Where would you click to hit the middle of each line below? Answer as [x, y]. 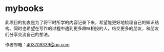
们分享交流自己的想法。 [29, 34]
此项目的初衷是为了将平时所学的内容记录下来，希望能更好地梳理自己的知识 [80, 22]
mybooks [24, 8]
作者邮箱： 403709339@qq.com [37, 44]
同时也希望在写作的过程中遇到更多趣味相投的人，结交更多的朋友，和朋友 [86, 28]
